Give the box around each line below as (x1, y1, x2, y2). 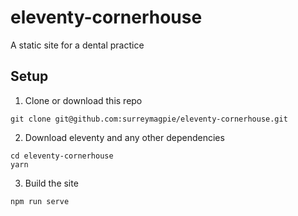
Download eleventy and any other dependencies (24, 131, 225, 143)
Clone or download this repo (24, 94, 143, 106)
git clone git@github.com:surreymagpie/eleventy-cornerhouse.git (10, 114, 288, 124)
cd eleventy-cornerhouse (10, 151, 114, 161)
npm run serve (10, 196, 70, 206)
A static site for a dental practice (10, 39, 145, 51)
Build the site (24, 177, 79, 189)
